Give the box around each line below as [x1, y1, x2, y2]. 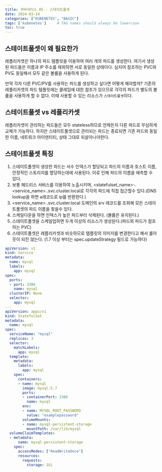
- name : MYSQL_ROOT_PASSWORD [22, 408, 81, 413]
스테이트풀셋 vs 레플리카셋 [5, 108, 80, 116]
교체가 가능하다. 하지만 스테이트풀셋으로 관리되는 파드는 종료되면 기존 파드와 [5, 128, 148, 134]
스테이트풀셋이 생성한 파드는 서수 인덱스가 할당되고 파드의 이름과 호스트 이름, [12, 163, 157, 169]
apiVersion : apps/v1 [5, 309, 47, 314]
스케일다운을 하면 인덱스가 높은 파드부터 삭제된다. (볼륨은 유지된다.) [12, 212, 139, 218]
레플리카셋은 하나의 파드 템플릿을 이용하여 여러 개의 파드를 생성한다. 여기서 [5, 58, 146, 64]
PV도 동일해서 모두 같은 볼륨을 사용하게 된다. [5, 70, 89, 76]
